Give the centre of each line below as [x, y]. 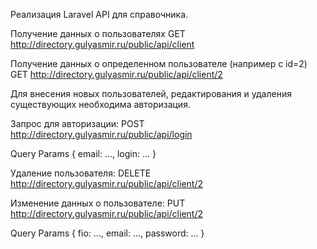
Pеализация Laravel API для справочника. [99, 14]
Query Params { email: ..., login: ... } [83, 153]
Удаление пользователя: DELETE [81, 173]
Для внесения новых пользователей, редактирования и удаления [151, 93]
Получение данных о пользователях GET [98, 33]
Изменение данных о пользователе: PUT [98, 203]
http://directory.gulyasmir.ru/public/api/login [101, 134]
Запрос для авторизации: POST [77, 123]
